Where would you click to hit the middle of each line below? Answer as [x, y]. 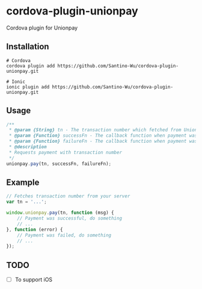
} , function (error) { [35, 229]
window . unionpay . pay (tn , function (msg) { [60, 213]
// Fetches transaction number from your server [68, 196]
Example [23, 182]
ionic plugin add [28, 87]
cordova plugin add [31, 66]
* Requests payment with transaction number [65, 152]
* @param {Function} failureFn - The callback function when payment [98, 141]
